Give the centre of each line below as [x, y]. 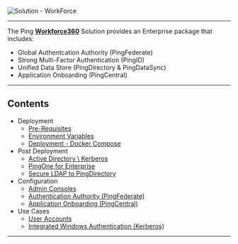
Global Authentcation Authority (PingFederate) [85, 52]
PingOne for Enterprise [62, 165]
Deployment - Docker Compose [75, 143]
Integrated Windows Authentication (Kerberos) [96, 226]
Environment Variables [61, 136]
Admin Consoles [52, 188]
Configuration [38, 181]
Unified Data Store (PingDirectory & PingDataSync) [92, 68]
